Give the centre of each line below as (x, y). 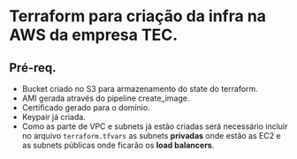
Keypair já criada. (53, 117)
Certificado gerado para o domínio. (86, 107)
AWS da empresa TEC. (94, 35)
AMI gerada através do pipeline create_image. (106, 98)
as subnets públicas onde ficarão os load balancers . (118, 145)
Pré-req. (33, 68)
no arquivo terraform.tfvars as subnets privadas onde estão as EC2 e (151, 136)
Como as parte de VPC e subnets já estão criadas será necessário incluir (155, 126)
